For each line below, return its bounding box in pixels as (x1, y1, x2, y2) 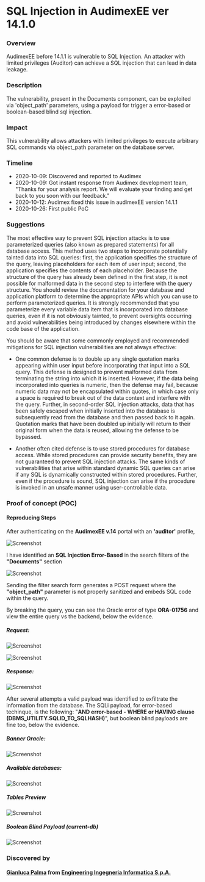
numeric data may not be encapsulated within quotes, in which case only (15, 388, 199, 395)
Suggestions (6, 220, 45, 229)
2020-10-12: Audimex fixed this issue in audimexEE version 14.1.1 (15, 198, 178, 206)
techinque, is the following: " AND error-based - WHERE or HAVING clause (6, 708, 195, 715)
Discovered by (6, 853, 51, 862)
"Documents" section (6, 557, 62, 565)
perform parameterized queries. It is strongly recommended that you (6, 299, 179, 306)
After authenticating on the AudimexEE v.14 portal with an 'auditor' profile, (6, 527, 195, 535)
